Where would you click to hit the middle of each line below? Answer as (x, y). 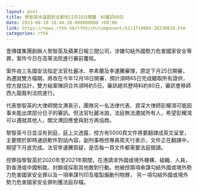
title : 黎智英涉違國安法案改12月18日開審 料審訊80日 (65, 17)
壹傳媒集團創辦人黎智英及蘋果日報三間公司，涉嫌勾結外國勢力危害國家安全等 (99, 51)
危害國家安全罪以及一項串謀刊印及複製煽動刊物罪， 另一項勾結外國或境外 (100, 175)
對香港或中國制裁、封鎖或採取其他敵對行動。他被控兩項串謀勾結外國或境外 (96, 167)
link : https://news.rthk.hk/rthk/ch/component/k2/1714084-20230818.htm (96, 28)
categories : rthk (27, 34)
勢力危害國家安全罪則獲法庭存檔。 (47, 182)
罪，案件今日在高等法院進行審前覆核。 (52, 58)
